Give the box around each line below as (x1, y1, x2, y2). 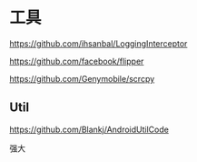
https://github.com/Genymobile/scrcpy (9, 73, 155, 84)
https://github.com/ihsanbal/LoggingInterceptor (9, 37, 188, 49)
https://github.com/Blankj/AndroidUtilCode (9, 124, 170, 135)
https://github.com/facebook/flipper (9, 56, 144, 66)
